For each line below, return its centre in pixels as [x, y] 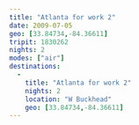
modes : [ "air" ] [37, 58]
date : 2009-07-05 [41, 26]
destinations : [35, 67]
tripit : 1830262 [39, 42]
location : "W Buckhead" [69, 99]
